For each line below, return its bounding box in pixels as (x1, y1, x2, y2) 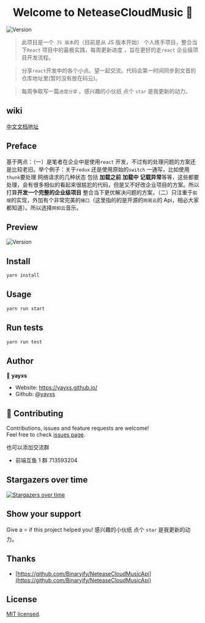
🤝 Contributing (6, 408, 64, 419)
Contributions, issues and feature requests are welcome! (6, 424, 149, 432)
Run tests (6, 323, 43, 333)
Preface (6, 141, 37, 151)
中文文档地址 (6, 123, 39, 130)
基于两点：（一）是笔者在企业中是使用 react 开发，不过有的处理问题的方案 (6, 158, 191, 165)
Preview (6, 222, 39, 232)
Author (6, 356, 34, 366)
